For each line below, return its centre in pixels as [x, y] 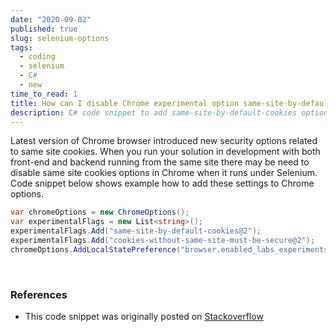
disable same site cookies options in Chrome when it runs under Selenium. [164, 173]
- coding [37, 57]
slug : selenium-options [60, 38]
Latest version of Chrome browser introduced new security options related [164, 141]
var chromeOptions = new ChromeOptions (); [100, 212]
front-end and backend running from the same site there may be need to [160, 162]
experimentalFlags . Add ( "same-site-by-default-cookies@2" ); [136, 231]
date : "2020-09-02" [51, 19]
